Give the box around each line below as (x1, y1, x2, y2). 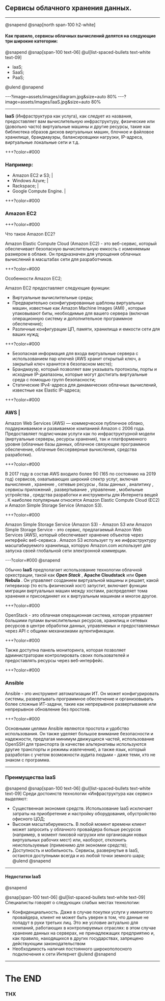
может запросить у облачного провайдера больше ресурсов (12, 826, 141, 832)
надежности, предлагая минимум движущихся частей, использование (5, 736, 155, 742)
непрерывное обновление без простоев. (5, 706, 91, 713)
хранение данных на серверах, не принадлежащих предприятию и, (12, 930, 155, 936)
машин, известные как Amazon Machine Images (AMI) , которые (12, 305, 146, 311)
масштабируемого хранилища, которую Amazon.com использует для (5, 542, 151, 548)
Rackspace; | (12, 183, 39, 189)
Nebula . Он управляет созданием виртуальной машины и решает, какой (5, 577, 159, 583)
